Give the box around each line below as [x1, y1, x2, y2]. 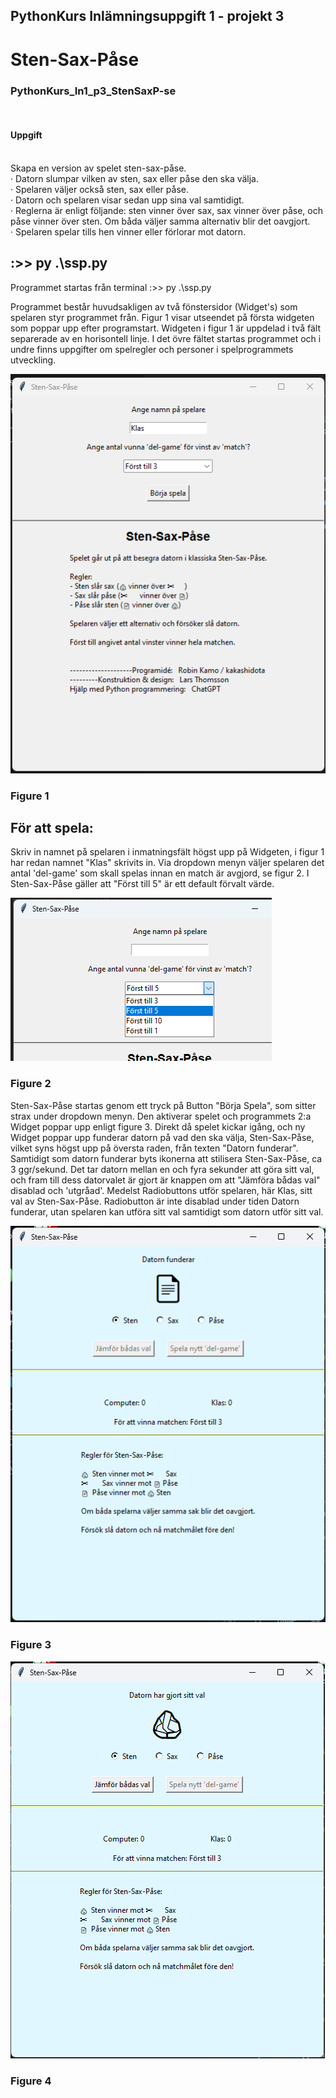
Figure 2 [10, 1077, 52, 1091]
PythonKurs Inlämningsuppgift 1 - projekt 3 [10, 8, 285, 25]
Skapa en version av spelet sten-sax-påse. [10, 162, 187, 174]
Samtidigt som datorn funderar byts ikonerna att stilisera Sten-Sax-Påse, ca [10, 1152, 323, 1164]
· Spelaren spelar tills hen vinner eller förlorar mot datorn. [10, 226, 247, 238]
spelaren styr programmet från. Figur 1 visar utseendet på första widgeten [10, 311, 315, 323]
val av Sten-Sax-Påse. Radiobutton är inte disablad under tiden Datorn [10, 1195, 300, 1207]
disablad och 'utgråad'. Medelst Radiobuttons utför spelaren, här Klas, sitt [10, 1184, 313, 1196]
